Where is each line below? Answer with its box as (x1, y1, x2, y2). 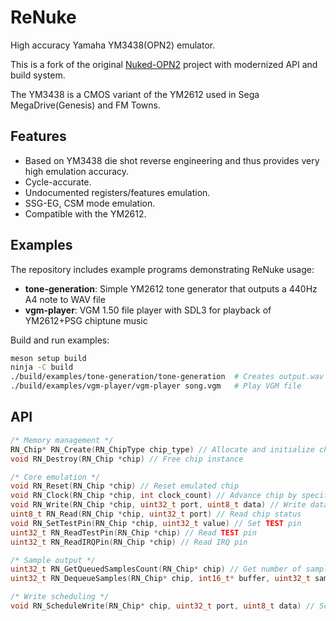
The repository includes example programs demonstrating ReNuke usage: (10, 263, 315, 275)
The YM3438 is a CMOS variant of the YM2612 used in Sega (10, 88, 260, 100)
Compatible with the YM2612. (24, 207, 147, 220)
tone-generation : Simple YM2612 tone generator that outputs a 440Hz (24, 282, 318, 295)
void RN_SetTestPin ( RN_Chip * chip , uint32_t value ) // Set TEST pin (10, 518, 302, 528)
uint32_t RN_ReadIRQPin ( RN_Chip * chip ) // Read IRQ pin (10, 537, 248, 547)
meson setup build (10, 353, 87, 363)
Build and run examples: (10, 334, 110, 346)
